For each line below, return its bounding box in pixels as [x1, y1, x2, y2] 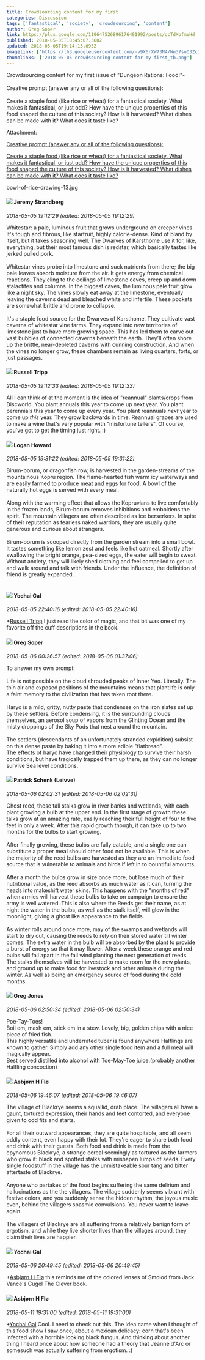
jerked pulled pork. [6, 250, 54, 257]
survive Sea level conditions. [6, 762, 79, 769]
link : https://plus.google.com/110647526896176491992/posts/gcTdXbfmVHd [6, 32, 195, 38]
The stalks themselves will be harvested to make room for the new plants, [6, 958, 192, 965]
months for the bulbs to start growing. [6, 828, 102, 835]
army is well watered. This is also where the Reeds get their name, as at [6, 899, 187, 907]
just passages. [6, 354, 43, 361]
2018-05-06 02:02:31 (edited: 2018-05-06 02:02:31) [6, 790, 138, 797]
